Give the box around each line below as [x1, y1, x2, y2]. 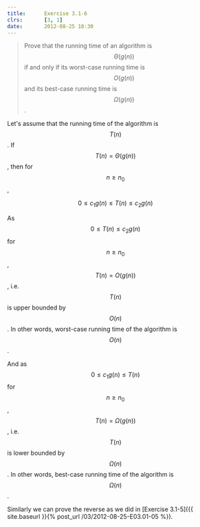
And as [7, 359, 27, 368]
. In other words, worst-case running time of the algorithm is [7, 325, 177, 333]
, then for [7, 162, 33, 171]
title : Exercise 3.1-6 [7, 10, 88, 17]
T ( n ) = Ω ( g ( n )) [95, 417, 136, 425]
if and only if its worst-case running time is [23, 63, 146, 72]
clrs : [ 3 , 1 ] [7, 17, 63, 23]
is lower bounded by [7, 449, 65, 458]
